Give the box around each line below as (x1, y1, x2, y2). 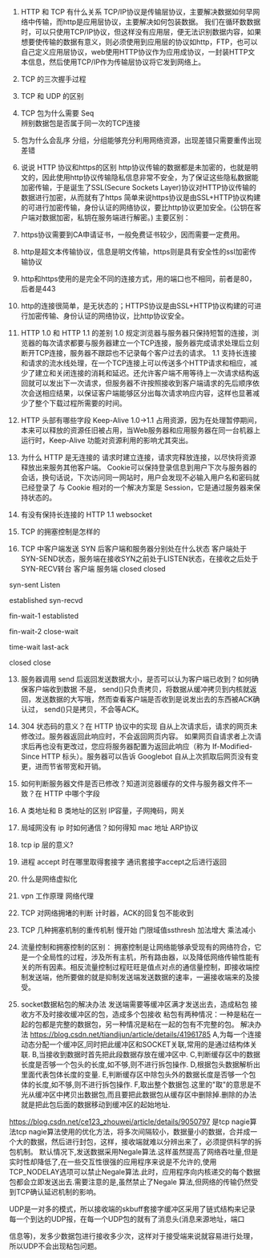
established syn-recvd (9, 596, 83, 605)
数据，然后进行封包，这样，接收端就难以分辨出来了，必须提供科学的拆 (30, 1137, 262, 1146)
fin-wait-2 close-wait (9, 627, 79, 636)
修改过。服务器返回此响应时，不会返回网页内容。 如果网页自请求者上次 (20, 731, 255, 741)
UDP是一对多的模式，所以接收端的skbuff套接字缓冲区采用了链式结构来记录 (9, 1204, 256, 1214)
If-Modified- (212, 742, 253, 751)
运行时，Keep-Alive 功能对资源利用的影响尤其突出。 (20, 436, 193, 445)
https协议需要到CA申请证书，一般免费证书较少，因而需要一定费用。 (20, 230, 244, 239)
